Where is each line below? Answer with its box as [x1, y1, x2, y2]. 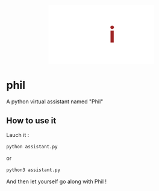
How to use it [6, 115, 57, 126]
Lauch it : [6, 132, 30, 139]
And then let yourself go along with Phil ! [6, 178, 107, 185]
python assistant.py [6, 144, 58, 150]
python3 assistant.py [6, 167, 61, 173]
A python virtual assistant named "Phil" [6, 98, 104, 105]
